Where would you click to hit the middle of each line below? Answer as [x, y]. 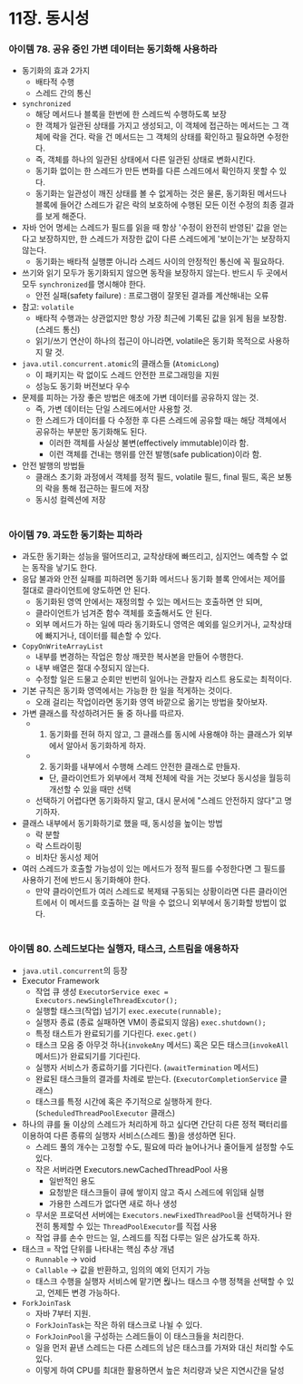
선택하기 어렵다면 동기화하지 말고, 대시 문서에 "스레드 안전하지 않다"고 [159, 801]
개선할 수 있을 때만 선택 [90, 789]
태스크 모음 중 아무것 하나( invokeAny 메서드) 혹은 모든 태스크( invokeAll [162, 1045]
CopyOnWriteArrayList [62, 647]
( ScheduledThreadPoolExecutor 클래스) [105, 1113]
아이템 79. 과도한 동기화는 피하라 [75, 534]
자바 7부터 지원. [63, 1313]
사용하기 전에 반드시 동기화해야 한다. [86, 880]
